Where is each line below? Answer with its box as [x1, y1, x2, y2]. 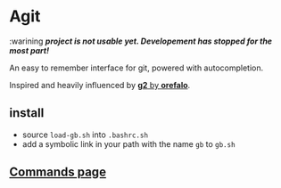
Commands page [9, 165, 107, 180]
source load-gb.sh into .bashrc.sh [21, 129, 149, 140]
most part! [9, 45, 50, 55]
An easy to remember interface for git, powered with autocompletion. [9, 62, 264, 73]
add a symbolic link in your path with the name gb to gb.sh [21, 138, 236, 149]
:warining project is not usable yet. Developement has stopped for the [9, 36, 273, 46]
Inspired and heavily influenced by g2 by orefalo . [9, 79, 191, 90]
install [9, 105, 45, 121]
